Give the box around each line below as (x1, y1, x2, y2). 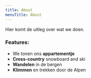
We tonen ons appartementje (12, 50, 75, 57)
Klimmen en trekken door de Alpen (12, 67, 86, 73)
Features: (5, 39, 29, 46)
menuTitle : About (5, 12, 42, 17)
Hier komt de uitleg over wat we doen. (5, 26, 85, 32)
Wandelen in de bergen (12, 61, 62, 67)
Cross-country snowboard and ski (12, 56, 85, 62)
